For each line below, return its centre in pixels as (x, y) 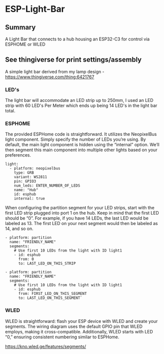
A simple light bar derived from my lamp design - (55, 71)
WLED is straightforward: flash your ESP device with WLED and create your (82, 321)
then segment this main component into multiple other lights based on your (81, 150)
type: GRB (24, 173)
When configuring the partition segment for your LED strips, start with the (80, 208)
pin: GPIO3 (25, 181)
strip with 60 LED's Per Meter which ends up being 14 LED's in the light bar (81, 106)
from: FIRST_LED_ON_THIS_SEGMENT (52, 294)
